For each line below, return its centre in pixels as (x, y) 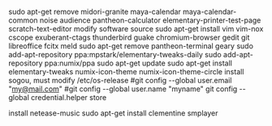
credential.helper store (69, 97)
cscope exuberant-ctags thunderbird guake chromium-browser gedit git (129, 37)
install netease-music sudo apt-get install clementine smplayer (113, 113)
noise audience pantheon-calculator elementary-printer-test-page (150, 20)
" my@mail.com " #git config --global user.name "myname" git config (123, 89)
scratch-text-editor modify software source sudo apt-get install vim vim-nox (136, 29)
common (23, 20)
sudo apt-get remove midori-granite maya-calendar (95, 12)
